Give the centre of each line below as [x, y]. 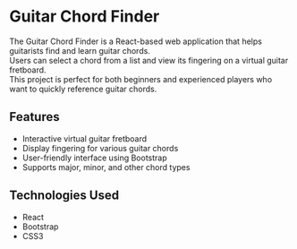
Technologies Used [64, 196]
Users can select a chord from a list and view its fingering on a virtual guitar [149, 60]
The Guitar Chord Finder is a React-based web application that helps [136, 41]
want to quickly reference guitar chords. [83, 89]
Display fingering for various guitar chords [100, 148]
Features [34, 117]
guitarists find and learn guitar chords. [80, 50]
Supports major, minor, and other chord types [106, 167]
